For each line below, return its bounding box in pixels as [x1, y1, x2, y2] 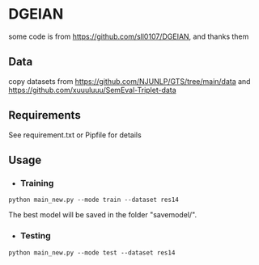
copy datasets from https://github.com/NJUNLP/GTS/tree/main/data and [8, 76, 251, 86]
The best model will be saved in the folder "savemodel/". [8, 210, 197, 220]
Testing [19, 230, 51, 242]
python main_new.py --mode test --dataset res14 [8, 248, 176, 257]
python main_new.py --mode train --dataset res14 [8, 196, 180, 204]
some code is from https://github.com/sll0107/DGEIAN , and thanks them [8, 32, 249, 41]
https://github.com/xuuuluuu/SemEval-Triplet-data [8, 85, 176, 95]
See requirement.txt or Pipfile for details [8, 130, 142, 140]
